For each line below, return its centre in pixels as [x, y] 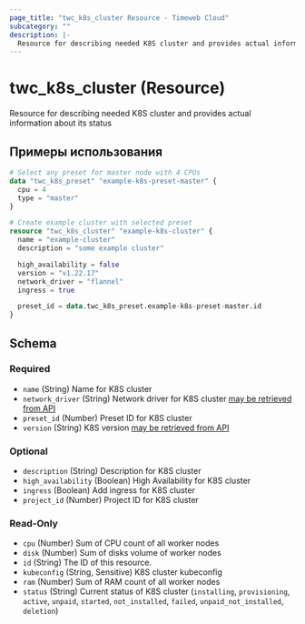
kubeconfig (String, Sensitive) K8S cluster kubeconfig [122, 572]
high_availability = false [69, 265]
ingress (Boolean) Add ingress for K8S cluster [108, 490]
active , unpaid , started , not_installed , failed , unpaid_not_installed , [153, 601]
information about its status [60, 123]
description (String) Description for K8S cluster [112, 471]
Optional [29, 451]
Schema [33, 343]
